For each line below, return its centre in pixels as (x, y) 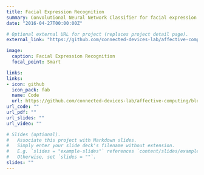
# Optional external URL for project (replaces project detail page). (97, 34)
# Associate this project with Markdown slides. (72, 140)
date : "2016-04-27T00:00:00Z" (45, 23)
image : (15, 51)
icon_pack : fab (31, 90)
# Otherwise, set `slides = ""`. (51, 157)
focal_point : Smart (36, 62)
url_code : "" (23, 107)
